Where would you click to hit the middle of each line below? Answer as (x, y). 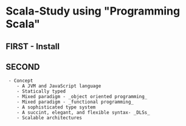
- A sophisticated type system (56, 107)
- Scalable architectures (50, 118)
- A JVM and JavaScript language (59, 86)
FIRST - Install (33, 46)
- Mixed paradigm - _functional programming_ (75, 102)
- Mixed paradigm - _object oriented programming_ (82, 97)
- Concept (21, 81)
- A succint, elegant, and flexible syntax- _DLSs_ (83, 113)
